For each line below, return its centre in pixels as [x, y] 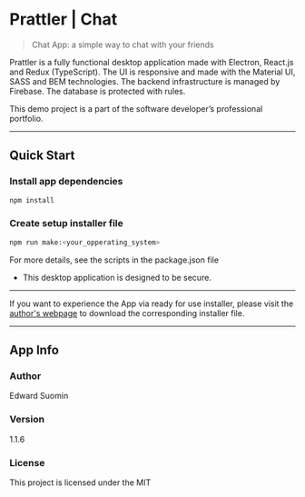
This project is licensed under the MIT [80, 482]
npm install [32, 200]
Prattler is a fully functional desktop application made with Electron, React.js [152, 62]
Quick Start [42, 156]
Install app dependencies [66, 182]
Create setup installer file [67, 224]
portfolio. [26, 118]
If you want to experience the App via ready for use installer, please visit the [152, 303]
